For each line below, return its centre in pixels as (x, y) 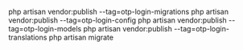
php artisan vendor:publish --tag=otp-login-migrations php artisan (119, 12)
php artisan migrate (81, 37)
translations (28, 37)
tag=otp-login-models (45, 29)
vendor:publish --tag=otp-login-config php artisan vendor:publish (117, 20)
